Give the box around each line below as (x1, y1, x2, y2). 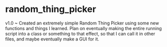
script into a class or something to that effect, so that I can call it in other (5, 30, 155, 36)
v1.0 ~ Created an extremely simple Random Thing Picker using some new (5, 20, 159, 26)
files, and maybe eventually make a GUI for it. (5, 36, 100, 42)
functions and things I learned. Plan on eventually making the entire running (5, 25, 162, 31)
